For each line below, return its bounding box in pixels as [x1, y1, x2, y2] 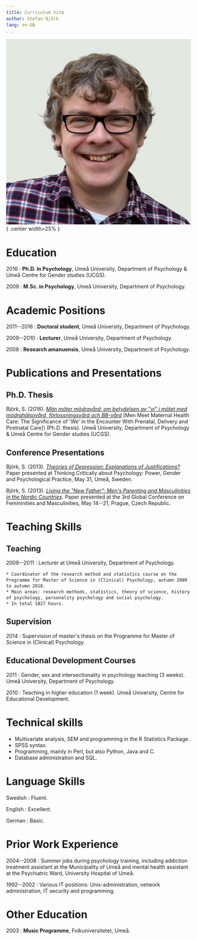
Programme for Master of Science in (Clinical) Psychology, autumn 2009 [6, 577, 188, 583]
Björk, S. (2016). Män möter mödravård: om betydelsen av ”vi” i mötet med [6, 406, 188, 413]
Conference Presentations [6, 447, 104, 457]
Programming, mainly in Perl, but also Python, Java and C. [14, 748, 155, 755]
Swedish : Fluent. [6, 794, 48, 801]
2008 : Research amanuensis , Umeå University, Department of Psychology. [6, 346, 191, 353]
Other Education [6, 908, 88, 921]
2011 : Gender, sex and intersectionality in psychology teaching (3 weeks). [6, 671, 185, 678]
